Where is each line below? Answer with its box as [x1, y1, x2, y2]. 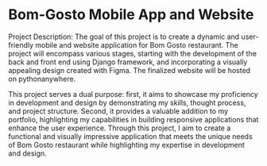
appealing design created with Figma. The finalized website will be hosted [8, 65, 251, 75]
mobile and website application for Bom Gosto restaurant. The [35, 40, 238, 49]
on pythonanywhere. [8, 74, 76, 83]
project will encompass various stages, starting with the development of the [8, 48, 257, 58]
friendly [8, 40, 34, 49]
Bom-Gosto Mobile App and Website [8, 6, 254, 24]
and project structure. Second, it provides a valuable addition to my [8, 106, 229, 116]
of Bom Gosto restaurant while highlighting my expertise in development [8, 140, 245, 149]
